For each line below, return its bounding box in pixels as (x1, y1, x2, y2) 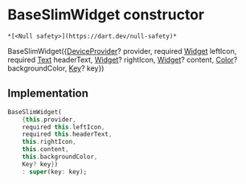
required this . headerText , (22, 130, 113, 138)
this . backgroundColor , (22, 153, 98, 161)
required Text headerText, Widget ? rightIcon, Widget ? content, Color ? (7, 55, 238, 64)
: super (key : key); (22, 167, 88, 176)
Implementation (7, 87, 89, 100)
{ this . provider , (22, 115, 77, 124)
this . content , (22, 145, 69, 153)
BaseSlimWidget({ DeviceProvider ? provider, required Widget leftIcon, (7, 46, 237, 55)
